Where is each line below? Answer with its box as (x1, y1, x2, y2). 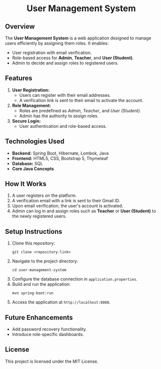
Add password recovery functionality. (12, 326, 87, 332)
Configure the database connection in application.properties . (12, 276, 138, 282)
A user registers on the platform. (12, 193, 77, 198)
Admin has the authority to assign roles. (19, 113, 99, 119)
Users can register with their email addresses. (19, 92, 111, 98)
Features (5, 74, 32, 83)
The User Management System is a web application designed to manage (5, 35, 151, 41)
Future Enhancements (5, 313, 73, 321)
